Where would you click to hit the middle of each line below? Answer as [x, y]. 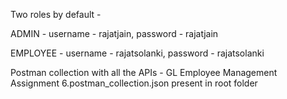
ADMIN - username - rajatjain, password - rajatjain [114, 33]
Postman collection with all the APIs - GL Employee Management [144, 72]
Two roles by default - [56, 14]
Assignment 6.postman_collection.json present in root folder [134, 83]
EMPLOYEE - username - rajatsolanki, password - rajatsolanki [137, 53]
